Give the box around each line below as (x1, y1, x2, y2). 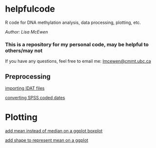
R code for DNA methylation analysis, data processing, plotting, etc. (5, 19, 141, 25)
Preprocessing (5, 72, 51, 81)
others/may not (5, 47, 43, 54)
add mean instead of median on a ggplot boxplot (5, 128, 103, 133)
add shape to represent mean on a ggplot (5, 137, 89, 143)
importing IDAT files (5, 85, 45, 91)
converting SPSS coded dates (5, 95, 65, 101)
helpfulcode (5, 3, 55, 15)
